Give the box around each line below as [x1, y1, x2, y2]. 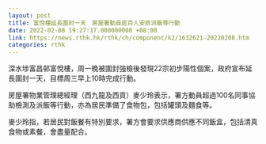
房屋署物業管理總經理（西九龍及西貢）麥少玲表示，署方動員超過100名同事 [8, 90, 249, 100]
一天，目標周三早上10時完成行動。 [28, 74, 141, 83]
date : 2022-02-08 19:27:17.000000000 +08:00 [8, 26, 158, 34]
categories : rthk [8, 41, 66, 49]
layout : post [8, 11, 51, 20]
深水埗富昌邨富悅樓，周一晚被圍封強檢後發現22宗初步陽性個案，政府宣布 [8, 64, 246, 74]
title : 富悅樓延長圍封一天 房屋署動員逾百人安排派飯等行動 [8, 19, 180, 27]
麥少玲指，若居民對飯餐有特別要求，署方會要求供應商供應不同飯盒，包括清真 [8, 117, 258, 127]
